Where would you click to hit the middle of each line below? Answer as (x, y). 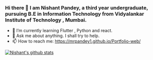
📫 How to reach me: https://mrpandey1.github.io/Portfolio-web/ (76, 41)
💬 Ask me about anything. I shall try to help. (56, 36)
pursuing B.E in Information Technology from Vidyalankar (75, 14)
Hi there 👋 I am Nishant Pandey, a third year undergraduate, (76, 8)
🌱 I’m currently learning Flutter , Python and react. (62, 31)
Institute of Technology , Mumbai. (46, 20)
